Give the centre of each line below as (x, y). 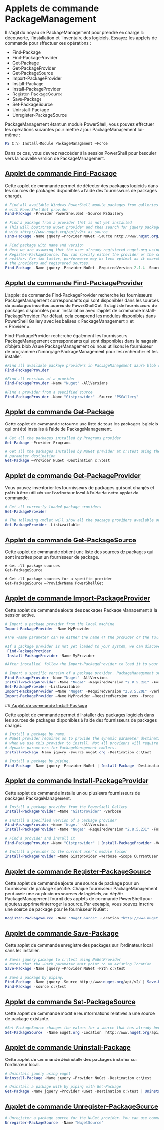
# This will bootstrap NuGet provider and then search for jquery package (83, 227)
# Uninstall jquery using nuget (38, 1073)
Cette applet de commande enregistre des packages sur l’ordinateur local (79, 945)
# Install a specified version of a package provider (61, 821)
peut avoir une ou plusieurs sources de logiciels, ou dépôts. (65, 894)
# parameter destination (30, 456)
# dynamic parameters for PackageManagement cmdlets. (61, 748)
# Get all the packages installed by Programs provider (63, 438)
